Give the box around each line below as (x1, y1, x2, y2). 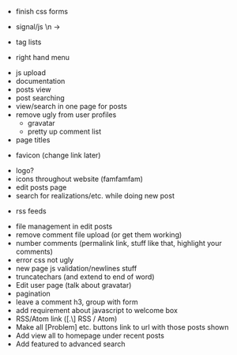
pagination (15, 289, 51, 298)
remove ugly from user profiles (15, 110, 117, 119)
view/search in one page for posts (15, 102, 128, 111)
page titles (15, 135, 51, 145)
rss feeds (15, 206, 47, 216)
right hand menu (15, 53, 70, 62)
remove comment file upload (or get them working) (15, 230, 182, 240)
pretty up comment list (27, 127, 102, 136)
